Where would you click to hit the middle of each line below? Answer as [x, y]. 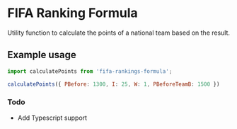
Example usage [42, 55]
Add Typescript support [52, 118]
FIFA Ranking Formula [73, 13]
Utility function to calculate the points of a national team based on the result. [119, 33]
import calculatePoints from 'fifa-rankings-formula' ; [90, 71]
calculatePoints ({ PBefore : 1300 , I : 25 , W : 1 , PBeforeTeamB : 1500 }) [114, 84]
